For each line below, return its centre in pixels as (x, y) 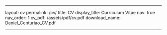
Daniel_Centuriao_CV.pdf (31, 23)
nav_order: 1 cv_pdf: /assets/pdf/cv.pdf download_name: (63, 18)
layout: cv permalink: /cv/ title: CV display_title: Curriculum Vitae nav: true (80, 12)
